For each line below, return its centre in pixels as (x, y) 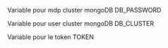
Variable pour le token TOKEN (50, 37)
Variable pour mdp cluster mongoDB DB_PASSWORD (84, 10)
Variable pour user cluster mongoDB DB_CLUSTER (81, 23)
